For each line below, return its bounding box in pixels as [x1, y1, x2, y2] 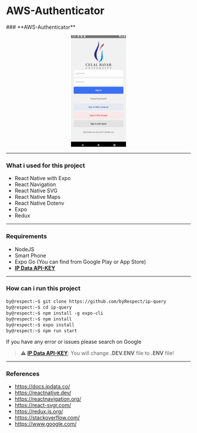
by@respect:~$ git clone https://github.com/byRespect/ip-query [6, 298, 167, 305]
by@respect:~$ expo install [6, 322, 75, 328]
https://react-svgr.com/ [14, 402, 72, 409]
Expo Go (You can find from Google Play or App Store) [14, 258, 147, 265]
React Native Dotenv [14, 199, 64, 207]
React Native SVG [14, 187, 57, 194]
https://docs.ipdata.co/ [14, 383, 70, 390]
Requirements [6, 232, 47, 241]
